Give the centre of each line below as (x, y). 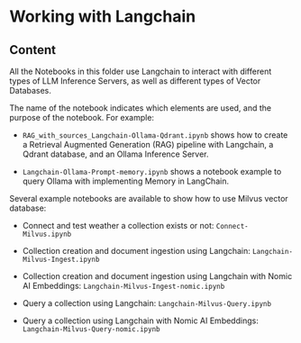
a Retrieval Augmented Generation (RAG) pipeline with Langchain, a (148, 144)
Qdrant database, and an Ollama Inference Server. (115, 154)
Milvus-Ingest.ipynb (61, 259)
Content (33, 50)
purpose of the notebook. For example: (82, 117)
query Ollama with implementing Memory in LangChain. (126, 181)
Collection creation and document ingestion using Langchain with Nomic (157, 276)
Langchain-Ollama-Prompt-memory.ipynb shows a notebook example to (152, 171)
